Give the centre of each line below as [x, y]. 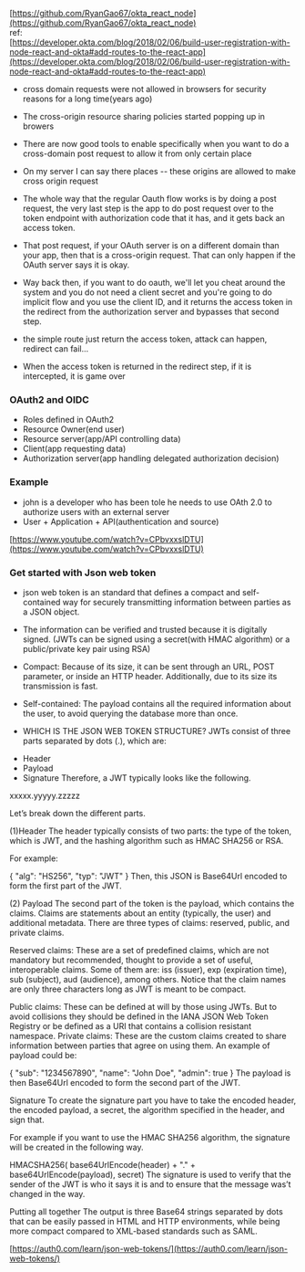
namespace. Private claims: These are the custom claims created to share [148, 1035]
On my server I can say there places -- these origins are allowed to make [159, 171]
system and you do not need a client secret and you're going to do [147, 292]
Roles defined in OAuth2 [68, 420]
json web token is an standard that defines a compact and [132, 592]
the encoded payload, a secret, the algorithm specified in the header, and [147, 1109]
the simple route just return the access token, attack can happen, [145, 339]
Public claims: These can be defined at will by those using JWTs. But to [143, 1006]
